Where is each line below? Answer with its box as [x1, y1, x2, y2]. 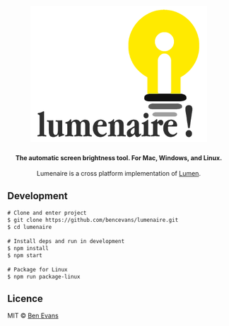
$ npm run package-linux [7, 274, 81, 281]
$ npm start [7, 252, 42, 259]
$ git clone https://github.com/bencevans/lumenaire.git [7, 217, 179, 224]
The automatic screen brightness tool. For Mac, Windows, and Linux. [15, 153, 223, 162]
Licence [7, 293, 44, 305]
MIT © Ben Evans [7, 311, 59, 320]
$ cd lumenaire [7, 224, 52, 231]
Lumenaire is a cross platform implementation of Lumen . [36, 169, 201, 178]
